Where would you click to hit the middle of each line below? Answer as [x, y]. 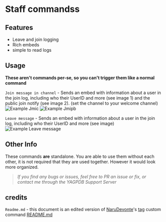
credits [16, 198]
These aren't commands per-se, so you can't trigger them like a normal [80, 78]
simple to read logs [32, 50]
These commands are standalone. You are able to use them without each [80, 156]
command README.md [29, 215]
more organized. [22, 167]
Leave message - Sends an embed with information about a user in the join [80, 118]
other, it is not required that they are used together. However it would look [80, 162]
